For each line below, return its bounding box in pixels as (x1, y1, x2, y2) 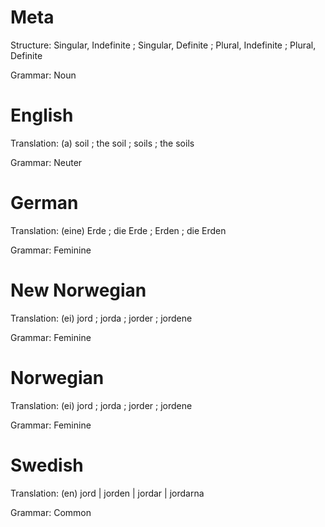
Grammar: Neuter (10, 156, 83, 168)
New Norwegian (10, 279, 147, 301)
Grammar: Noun (10, 69, 77, 81)
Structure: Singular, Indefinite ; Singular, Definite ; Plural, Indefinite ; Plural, (10, 39, 317, 51)
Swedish (10, 454, 84, 476)
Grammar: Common (10, 506, 92, 518)
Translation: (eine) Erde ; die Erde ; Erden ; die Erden (10, 224, 227, 236)
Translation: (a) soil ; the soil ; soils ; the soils (10, 137, 195, 149)
